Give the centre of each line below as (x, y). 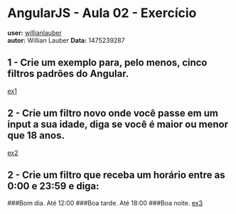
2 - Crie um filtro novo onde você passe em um (113, 113)
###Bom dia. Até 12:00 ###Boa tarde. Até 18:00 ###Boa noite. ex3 (105, 203)
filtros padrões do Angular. (68, 74)
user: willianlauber (34, 33)
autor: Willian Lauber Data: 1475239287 (66, 40)
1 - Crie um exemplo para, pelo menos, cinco (107, 63)
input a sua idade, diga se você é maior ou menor (118, 125)
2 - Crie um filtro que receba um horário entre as (116, 175)
